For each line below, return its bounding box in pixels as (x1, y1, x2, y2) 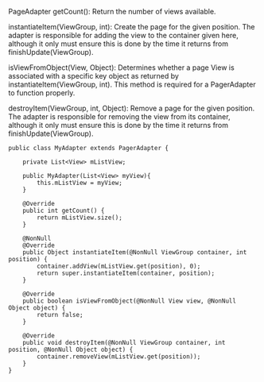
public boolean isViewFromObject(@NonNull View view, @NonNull (22, 297, 237, 305)
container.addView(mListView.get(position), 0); (37, 262, 201, 270)
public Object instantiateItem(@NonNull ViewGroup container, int (22, 249, 247, 257)
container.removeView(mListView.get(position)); (37, 353, 201, 361)
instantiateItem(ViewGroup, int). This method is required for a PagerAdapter (8, 79, 256, 89)
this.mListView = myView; (37, 179, 123, 187)
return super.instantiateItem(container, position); (37, 269, 215, 277)
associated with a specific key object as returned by (8, 71, 179, 80)
